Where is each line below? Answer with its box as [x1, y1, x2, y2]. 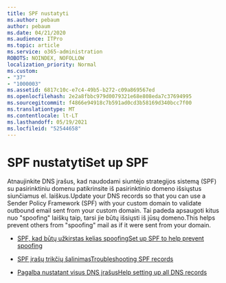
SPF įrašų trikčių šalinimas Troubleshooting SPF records [16, 255, 174, 263]
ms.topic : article [7, 42, 60, 49]
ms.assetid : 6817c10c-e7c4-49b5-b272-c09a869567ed [7, 87, 155, 93]
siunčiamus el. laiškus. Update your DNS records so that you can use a [7, 192, 206, 200]
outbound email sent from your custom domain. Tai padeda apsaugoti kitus [7, 207, 220, 215]
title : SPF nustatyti [7, 10, 69, 17]
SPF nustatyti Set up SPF [7, 155, 149, 170]
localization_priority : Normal [7, 61, 97, 68]
